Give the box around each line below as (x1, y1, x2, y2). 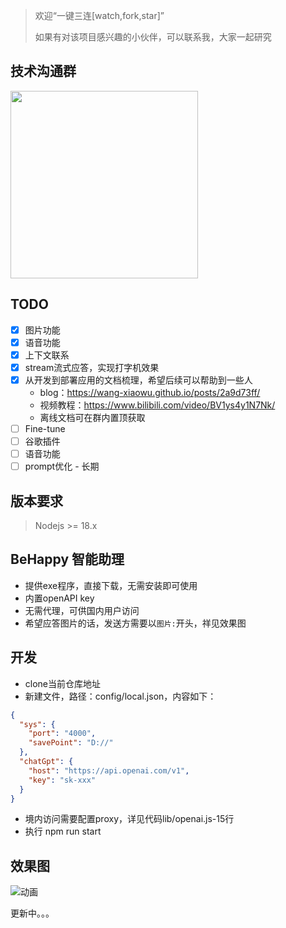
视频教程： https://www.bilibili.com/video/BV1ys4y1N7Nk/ (39, 399, 276, 411)
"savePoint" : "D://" (28, 738, 114, 748)
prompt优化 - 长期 (24, 460, 100, 473)
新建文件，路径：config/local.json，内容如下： (24, 690, 217, 702)
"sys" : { (19, 719, 56, 729)
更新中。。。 (10, 907, 55, 919)
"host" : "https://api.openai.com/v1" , (28, 765, 190, 776)
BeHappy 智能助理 (10, 551, 125, 568)
